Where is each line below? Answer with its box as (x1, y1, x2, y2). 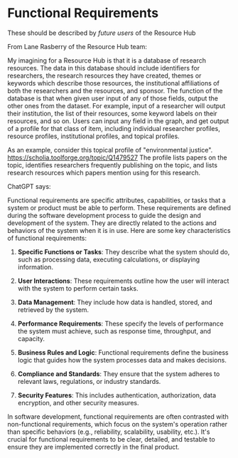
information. (17, 262, 53, 271)
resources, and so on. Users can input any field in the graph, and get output (7, 116, 229, 125)
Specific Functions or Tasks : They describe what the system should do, (17, 247, 230, 256)
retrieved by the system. (17, 305, 90, 314)
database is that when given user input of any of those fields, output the (7, 94, 219, 103)
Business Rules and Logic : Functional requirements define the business (17, 348, 229, 357)
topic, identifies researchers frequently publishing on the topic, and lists (7, 160, 218, 169)
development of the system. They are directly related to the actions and (7, 219, 217, 227)
